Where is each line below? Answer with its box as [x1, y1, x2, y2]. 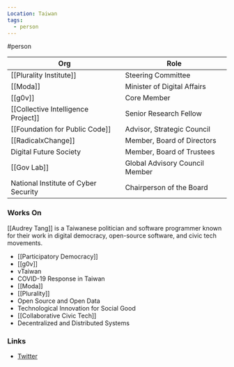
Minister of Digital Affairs [125, 81, 207, 91]
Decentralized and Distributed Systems [17, 318, 130, 327]
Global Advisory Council [125, 158, 204, 168]
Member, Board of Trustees [125, 147, 215, 157]
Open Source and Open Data [17, 297, 101, 305]
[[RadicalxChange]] [10, 136, 75, 146]
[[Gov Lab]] [10, 163, 49, 173]
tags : [7, 17, 23, 24]
